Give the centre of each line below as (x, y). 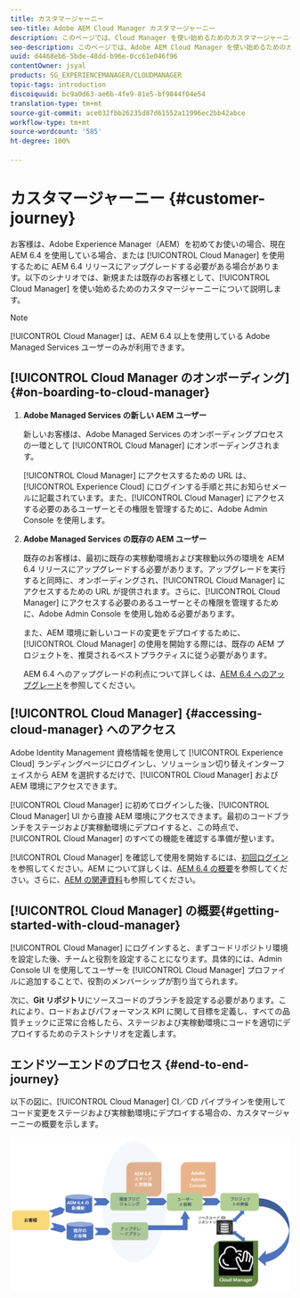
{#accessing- (223, 714)
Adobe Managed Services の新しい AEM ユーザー (115, 415)
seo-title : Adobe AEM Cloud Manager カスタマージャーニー (113, 28)
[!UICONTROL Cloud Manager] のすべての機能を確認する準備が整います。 (145, 839)
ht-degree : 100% (40, 141)
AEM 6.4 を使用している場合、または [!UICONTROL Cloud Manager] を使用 (148, 255)
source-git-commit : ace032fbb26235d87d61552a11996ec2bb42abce (128, 113)
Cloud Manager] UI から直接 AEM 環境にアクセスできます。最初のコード (142, 816)
